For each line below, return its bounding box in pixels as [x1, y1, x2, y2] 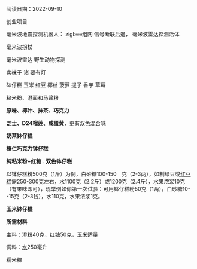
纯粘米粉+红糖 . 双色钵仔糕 [6, 158, 72, 164]
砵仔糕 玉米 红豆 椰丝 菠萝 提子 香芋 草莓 [6, 81, 106, 88]
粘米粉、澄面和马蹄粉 [6, 94, 59, 101]
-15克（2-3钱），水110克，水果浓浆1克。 [6, 193, 104, 200]
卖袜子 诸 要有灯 [6, 69, 46, 76]
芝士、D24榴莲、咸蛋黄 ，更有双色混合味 [6, 120, 107, 127]
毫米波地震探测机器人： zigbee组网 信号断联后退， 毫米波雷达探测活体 [6, 30, 180, 38]
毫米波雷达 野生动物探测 [6, 56, 66, 63]
